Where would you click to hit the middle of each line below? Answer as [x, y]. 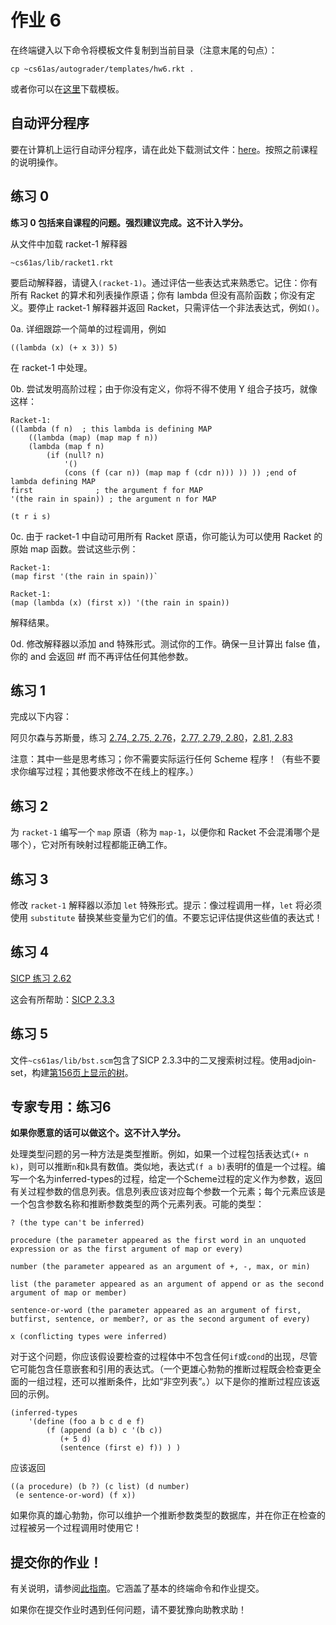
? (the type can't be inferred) [77, 1223]
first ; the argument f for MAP [106, 490]
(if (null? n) [75, 455]
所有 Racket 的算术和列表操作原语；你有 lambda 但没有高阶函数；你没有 [158, 295]
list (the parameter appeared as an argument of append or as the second [167, 1284]
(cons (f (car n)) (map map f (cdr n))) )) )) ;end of [180, 472]
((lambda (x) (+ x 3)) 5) [64, 347]
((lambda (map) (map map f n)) [93, 437]
